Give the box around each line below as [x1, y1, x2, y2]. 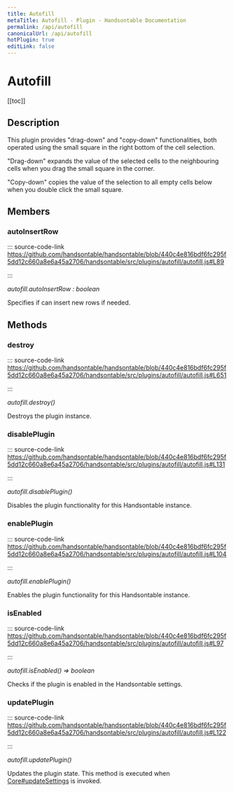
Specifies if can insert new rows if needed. [7, 298, 131, 307]
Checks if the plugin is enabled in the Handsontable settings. [7, 680, 183, 689]
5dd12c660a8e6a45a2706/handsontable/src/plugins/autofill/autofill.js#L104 [7, 549, 227, 558]
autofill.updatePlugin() [7, 755, 72, 764]
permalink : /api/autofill [7, 23, 83, 30]
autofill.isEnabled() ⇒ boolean [7, 666, 95, 675]
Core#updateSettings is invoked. [7, 777, 102, 785]
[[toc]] [7, 96, 26, 105]
